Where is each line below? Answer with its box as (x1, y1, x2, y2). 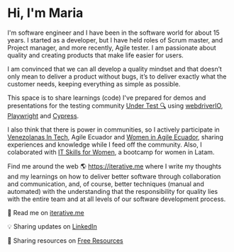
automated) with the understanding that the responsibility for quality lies (7, 187, 218, 195)
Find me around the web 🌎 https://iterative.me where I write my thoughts (7, 161, 222, 171)
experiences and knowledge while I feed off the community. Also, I (7, 140, 202, 149)
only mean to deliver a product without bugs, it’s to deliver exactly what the (7, 72, 227, 81)
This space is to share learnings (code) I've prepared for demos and (7, 93, 206, 102)
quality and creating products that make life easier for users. (7, 51, 184, 59)
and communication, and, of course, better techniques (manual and (7, 179, 204, 188)
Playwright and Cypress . (7, 111, 79, 120)
